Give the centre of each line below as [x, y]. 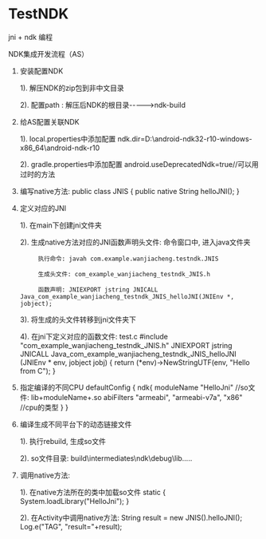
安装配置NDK [41, 71]
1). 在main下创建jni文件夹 [61, 225]
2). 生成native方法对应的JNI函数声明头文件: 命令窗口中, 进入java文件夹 [135, 242]
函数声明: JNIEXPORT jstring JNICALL [98, 289]
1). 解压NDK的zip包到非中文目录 [72, 88]
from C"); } [37, 371]
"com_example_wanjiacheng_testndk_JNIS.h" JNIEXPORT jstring [126, 345]
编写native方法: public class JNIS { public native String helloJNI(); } [130, 191]
